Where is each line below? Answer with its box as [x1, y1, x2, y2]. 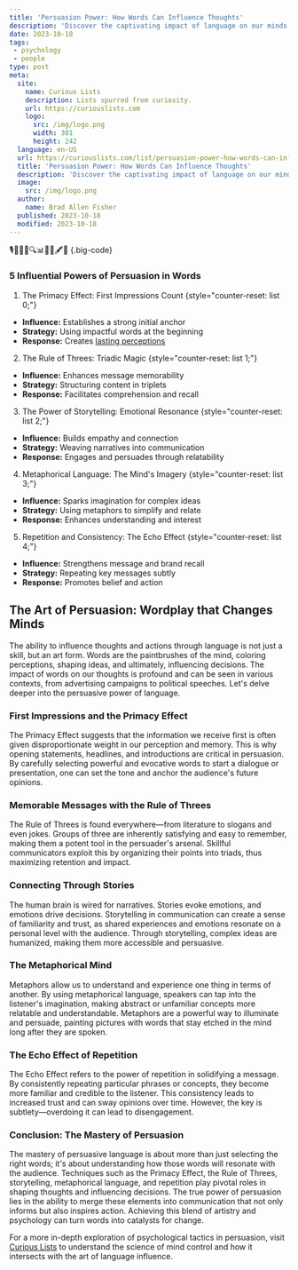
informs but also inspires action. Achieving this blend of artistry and [9, 1205, 256, 1217]
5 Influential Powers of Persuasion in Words [9, 270, 201, 282]
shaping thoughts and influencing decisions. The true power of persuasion [9, 1187, 282, 1197]
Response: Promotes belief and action [21, 576, 163, 587]
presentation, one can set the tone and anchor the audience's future [9, 767, 259, 778]
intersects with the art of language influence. [9, 1251, 173, 1262]
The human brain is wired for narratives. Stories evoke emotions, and [9, 899, 262, 910]
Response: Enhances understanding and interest [21, 514, 202, 525]
